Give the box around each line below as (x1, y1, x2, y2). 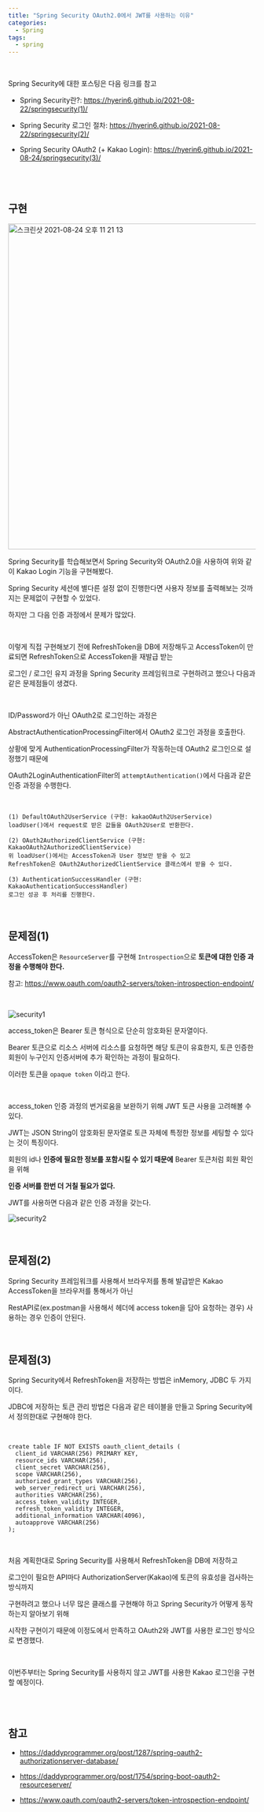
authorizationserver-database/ (19, 1756, 119, 1766)
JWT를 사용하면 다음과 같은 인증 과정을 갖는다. (8, 1198, 152, 1207)
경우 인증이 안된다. (28, 1312, 86, 1322)
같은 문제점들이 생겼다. (8, 678, 78, 688)
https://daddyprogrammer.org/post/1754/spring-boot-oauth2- (19, 1772, 221, 1781)
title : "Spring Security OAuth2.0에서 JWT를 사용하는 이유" (8, 11, 194, 20)
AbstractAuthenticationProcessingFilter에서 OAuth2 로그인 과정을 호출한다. (8, 727, 246, 736)
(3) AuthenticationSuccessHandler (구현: (8, 875, 143, 883)
